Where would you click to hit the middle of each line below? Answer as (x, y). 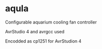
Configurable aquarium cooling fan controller (51, 22)
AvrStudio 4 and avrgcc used (35, 31)
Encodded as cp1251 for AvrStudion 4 (43, 41)
